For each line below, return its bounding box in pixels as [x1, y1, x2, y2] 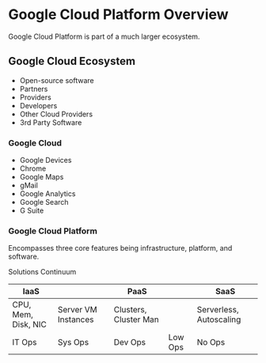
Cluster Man [113, 314, 160, 325]
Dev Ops [113, 337, 146, 348]
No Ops [196, 337, 226, 348]
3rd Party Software [19, 117, 82, 127]
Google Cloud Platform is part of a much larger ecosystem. [8, 32, 200, 41]
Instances [57, 314, 94, 325]
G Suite [19, 206, 44, 215]
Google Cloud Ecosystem [8, 55, 136, 68]
